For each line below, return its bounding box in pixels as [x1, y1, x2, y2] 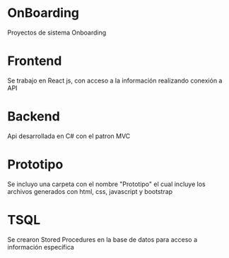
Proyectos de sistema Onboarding [7, 28, 107, 37]
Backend [7, 109, 60, 125]
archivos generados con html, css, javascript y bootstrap [7, 187, 173, 195]
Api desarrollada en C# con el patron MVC [7, 132, 131, 140]
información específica [7, 242, 74, 251]
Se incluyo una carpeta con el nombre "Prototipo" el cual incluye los [7, 180, 206, 188]
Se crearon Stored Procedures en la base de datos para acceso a [7, 235, 198, 244]
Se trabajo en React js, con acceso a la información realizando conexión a [7, 76, 223, 85]
